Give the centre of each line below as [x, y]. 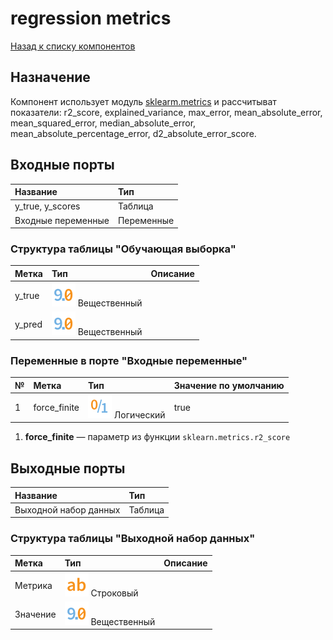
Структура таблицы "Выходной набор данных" [133, 539]
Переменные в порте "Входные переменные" [129, 360]
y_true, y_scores [47, 206]
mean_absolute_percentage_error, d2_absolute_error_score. [133, 133]
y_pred [28, 324]
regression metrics [91, 18]
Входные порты [62, 165]
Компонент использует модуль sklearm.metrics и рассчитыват [143, 101]
